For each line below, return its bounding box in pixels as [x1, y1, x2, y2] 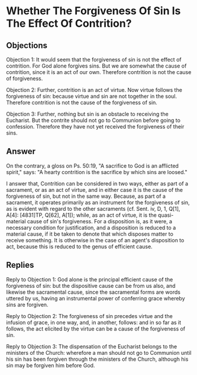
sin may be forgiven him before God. [6, 361, 95, 368]
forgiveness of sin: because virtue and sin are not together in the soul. [6, 93, 177, 100]
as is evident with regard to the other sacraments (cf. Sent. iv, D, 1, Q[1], [6, 205, 180, 212]
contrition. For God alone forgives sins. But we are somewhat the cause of [6, 62, 187, 69]
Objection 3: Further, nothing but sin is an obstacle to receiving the [6, 111, 169, 117]
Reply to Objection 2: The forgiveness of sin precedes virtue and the [6, 312, 173, 319]
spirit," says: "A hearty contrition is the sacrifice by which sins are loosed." [6, 168, 188, 175]
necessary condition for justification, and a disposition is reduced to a [6, 224, 176, 231]
